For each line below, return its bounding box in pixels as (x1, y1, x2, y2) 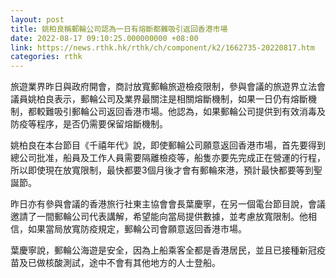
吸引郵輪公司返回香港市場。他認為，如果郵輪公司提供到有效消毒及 (53, 106, 326, 118)
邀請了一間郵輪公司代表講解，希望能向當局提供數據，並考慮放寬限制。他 (10, 211, 308, 223)
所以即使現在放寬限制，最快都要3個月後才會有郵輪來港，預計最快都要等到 (10, 164, 314, 176)
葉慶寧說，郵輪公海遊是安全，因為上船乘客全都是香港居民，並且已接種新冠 (10, 244, 317, 256)
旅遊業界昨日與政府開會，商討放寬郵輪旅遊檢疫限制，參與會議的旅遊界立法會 (10, 81, 326, 93)
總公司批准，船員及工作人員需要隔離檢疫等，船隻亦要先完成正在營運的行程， (10, 152, 326, 164)
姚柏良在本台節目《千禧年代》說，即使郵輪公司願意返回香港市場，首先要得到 (10, 139, 326, 151)
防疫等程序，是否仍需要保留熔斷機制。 (10, 118, 168, 130)
